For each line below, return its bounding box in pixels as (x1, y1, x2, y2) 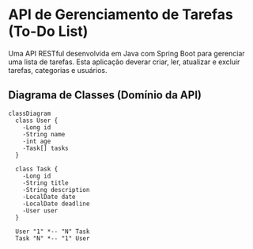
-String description (22, 186, 90, 193)
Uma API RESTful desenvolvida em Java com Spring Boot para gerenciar (8, 48, 245, 58)
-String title (22, 178, 69, 187)
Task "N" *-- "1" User (15, 234, 90, 243)
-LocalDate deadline (22, 200, 90, 208)
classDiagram (8, 109, 51, 117)
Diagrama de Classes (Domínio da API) (8, 89, 202, 102)
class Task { (15, 165, 59, 173)
